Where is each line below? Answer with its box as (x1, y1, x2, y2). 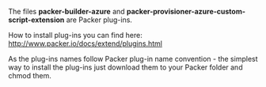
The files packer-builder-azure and (8, 7, 125, 16)
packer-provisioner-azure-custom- (126, 7, 246, 16)
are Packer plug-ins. (66, 15, 133, 25)
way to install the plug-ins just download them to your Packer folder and (8, 62, 243, 72)
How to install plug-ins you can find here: (8, 31, 142, 40)
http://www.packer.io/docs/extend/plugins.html (8, 39, 162, 48)
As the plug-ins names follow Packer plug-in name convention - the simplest (8, 55, 259, 63)
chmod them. (8, 71, 51, 80)
